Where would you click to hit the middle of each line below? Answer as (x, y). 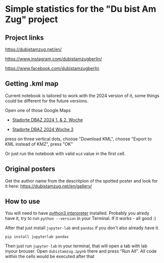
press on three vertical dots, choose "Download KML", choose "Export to (78, 139)
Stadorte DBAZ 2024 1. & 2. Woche (47, 120)
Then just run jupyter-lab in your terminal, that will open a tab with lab (76, 246)
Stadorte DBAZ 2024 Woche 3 (43, 129)
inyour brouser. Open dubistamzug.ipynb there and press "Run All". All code (81, 251)
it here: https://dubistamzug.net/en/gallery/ (48, 186)
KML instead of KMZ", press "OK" (39, 144)
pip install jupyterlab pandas (37, 237)
